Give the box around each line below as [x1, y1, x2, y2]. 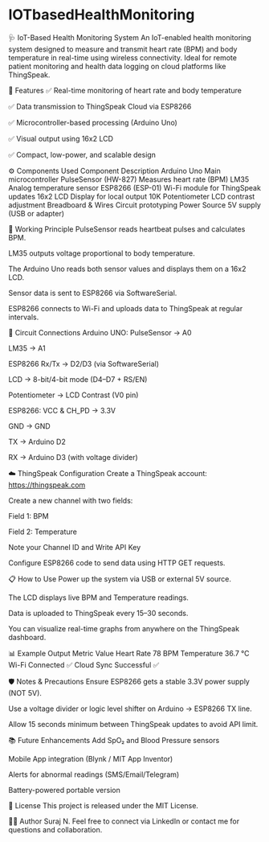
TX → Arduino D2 [8, 437, 67, 446]
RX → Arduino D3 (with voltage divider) [8, 452, 138, 462]
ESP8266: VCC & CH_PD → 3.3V [8, 405, 116, 415]
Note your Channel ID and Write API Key [8, 542, 141, 552]
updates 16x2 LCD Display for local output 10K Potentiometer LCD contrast [8, 191, 255, 201]
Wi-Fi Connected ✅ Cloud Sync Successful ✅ [8, 659, 160, 669]
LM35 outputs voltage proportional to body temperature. [8, 248, 195, 258]
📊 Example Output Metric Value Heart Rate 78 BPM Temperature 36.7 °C [8, 648, 251, 658]
